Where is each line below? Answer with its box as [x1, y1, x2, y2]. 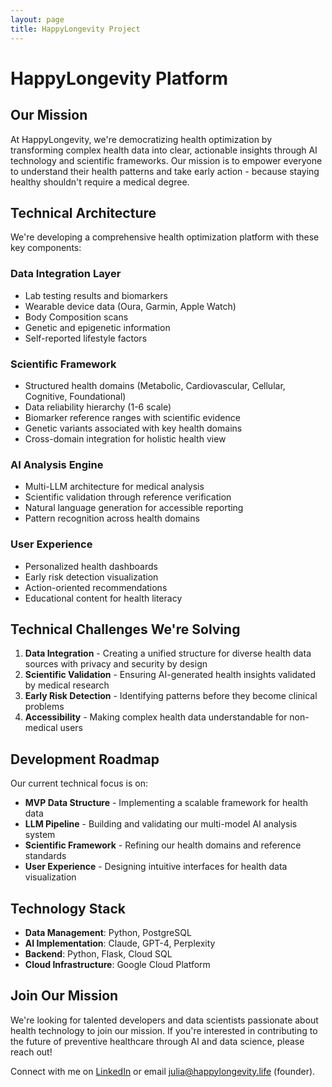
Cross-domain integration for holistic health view [24, 432, 227, 445]
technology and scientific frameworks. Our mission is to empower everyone [10, 154, 323, 166]
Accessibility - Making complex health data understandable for [24, 711, 288, 723]
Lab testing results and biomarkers [24, 289, 168, 301]
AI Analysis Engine [10, 457, 104, 471]
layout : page [10, 14, 65, 25]
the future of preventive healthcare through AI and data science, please [10, 1035, 305, 1047]
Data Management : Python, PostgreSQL [24, 926, 192, 938]
